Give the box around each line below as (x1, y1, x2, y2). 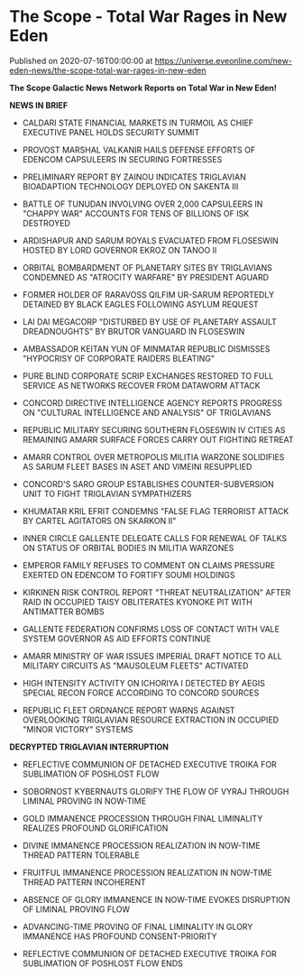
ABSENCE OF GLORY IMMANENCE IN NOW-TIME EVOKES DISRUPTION (22, 894, 290, 905)
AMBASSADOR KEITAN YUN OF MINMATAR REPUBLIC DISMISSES (22, 343, 271, 354)
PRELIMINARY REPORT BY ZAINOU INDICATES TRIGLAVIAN (22, 171, 246, 182)
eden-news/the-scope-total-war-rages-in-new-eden (9, 65, 207, 76)
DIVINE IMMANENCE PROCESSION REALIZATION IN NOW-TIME (22, 840, 261, 851)
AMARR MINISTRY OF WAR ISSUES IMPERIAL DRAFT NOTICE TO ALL (22, 650, 282, 661)
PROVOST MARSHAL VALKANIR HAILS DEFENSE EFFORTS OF (22, 144, 255, 155)
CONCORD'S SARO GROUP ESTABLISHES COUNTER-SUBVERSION (22, 478, 275, 489)
